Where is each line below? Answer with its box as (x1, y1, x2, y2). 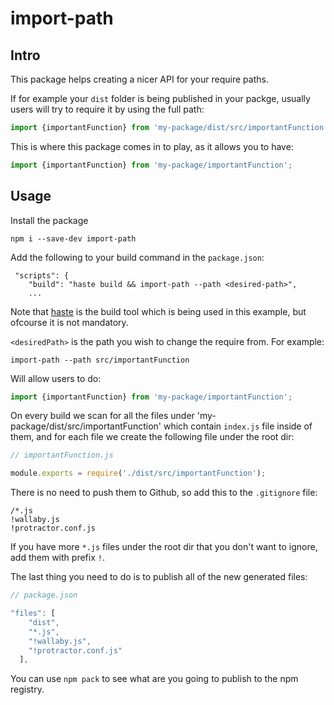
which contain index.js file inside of (163, 420, 313, 432)
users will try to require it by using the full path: (10, 103, 205, 115)
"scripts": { (14, 270, 70, 281)
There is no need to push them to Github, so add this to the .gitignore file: (10, 487, 318, 499)
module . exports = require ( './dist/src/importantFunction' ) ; (10, 468, 267, 479)
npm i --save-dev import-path (10, 233, 137, 244)
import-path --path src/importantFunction (10, 355, 190, 365)
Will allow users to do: (10, 372, 102, 384)
